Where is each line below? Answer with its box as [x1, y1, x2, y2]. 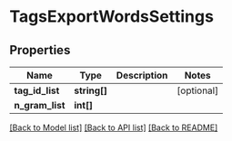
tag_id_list [14, 84, 60, 97]
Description [116, 70, 168, 81]
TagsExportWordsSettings [9, 6, 214, 27]
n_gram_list [14, 99, 66, 111]
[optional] [177, 84, 219, 97]
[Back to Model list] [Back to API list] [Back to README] [9, 122, 218, 133]
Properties [9, 42, 71, 58]
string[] [74, 84, 107, 97]
